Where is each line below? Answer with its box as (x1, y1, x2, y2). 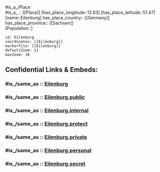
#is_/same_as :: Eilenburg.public (5, 94, 85, 101)
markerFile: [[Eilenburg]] (5, 44, 61, 49)
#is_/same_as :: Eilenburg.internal (5, 107, 89, 114)
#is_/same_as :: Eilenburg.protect (5, 120, 88, 127)
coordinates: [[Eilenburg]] (5, 39, 63, 44)
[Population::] (5, 25, 33, 31)
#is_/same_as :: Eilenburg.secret (5, 160, 86, 167)
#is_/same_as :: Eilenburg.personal (5, 147, 92, 154)
